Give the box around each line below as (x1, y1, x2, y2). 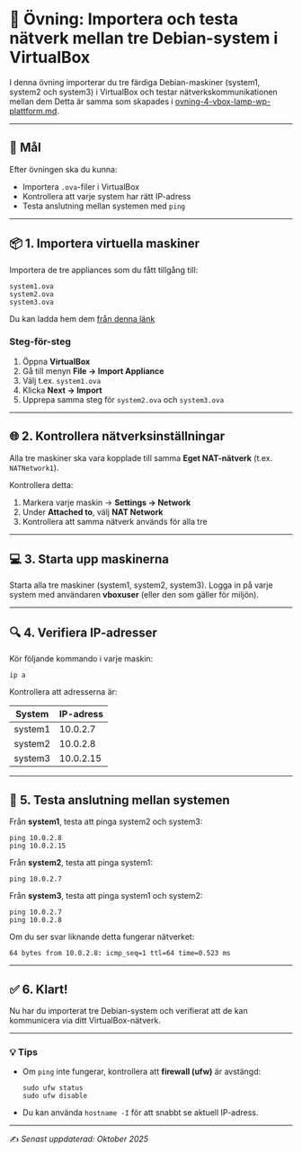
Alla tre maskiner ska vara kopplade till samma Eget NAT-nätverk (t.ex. (9, 452, 273, 463)
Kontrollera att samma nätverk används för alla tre (22, 516, 209, 527)
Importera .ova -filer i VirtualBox (22, 181, 140, 192)
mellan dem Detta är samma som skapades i (9, 95, 173, 107)
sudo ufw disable (22, 1092, 88, 1101)
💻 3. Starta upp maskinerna (9, 552, 169, 567)
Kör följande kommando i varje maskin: (9, 653, 154, 664)
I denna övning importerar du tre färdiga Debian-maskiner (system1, (9, 76, 261, 87)
